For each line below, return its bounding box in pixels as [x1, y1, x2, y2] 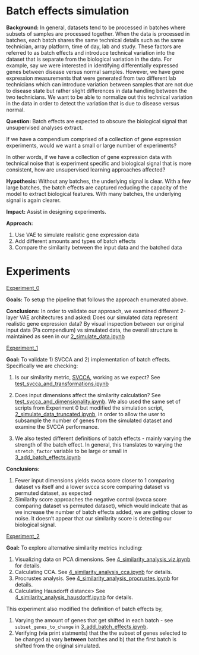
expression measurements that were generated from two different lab [6, 74, 176, 82]
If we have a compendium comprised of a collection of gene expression [6, 135, 182, 142]
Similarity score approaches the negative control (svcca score [14, 495, 168, 503]
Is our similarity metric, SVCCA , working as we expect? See [14, 373, 160, 380]
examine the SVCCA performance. [14, 423, 99, 430]
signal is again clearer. [6, 196, 61, 204]
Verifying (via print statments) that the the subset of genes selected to [14, 629, 187, 637]
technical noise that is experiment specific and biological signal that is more [6, 160, 192, 167]
